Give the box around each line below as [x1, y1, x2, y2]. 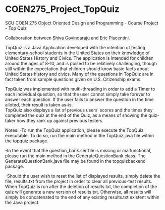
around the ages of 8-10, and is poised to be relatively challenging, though [5, 60, 157, 66]
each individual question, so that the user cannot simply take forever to [5, 91, 150, 97]
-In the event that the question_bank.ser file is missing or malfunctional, [5, 147, 152, 153]
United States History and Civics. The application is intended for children [5, 55, 154, 61]
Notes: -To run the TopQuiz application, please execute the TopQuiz [5, 127, 144, 133]
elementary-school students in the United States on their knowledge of [5, 50, 150, 56]
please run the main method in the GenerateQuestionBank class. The [5, 153, 146, 159]
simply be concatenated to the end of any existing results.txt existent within [5, 194, 160, 200]
